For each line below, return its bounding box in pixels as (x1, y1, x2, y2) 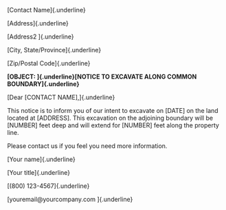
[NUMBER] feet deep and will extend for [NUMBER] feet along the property (7, 121, 220, 129)
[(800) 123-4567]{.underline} (7, 182, 90, 190)
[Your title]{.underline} (7, 169, 71, 176)
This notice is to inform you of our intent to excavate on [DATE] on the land (7, 107, 218, 114)
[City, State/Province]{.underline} (7, 46, 102, 54)
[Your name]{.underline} (7, 155, 76, 163)
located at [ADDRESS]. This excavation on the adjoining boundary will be (7, 114, 214, 122)
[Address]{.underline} (7, 19, 69, 27)
